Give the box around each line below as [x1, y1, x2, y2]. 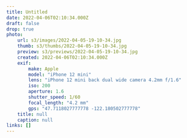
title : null [17, 111, 48, 117]
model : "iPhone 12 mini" [28, 71, 92, 78]
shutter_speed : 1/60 [28, 94, 81, 100]
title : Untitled [6, 9, 48, 15]
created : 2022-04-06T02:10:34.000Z [17, 54, 108, 60]
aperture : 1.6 [28, 89, 64, 95]
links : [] [6, 123, 32, 129]
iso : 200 [28, 83, 51, 89]
